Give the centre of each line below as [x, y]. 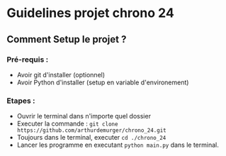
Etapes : [21, 101]
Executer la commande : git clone [67, 124]
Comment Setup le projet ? [67, 39]
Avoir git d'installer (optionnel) [61, 74]
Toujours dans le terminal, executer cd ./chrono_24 [91, 138]
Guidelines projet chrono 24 [90, 13]
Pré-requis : [28, 60]
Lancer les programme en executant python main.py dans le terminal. [118, 145]
